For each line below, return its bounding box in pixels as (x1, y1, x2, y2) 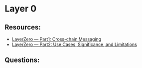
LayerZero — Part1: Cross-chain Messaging (11, 36, 102, 42)
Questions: (4, 56, 40, 64)
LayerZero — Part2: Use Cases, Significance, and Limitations (11, 41, 138, 47)
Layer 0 (4, 3, 37, 14)
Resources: (4, 23, 41, 31)
